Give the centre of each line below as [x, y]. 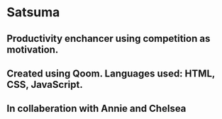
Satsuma [33, 12]
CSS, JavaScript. [45, 85]
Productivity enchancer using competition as [109, 39]
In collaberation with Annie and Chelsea [96, 109]
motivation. [33, 49]
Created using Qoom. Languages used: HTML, [111, 73]
